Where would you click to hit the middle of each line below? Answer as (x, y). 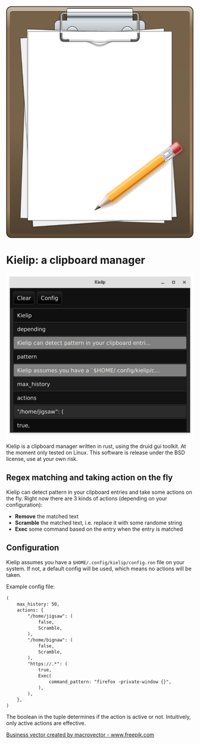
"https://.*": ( (48, 664)
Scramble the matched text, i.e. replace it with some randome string (99, 522)
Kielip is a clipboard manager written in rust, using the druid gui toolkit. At (96, 446)
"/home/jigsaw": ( (50, 616)
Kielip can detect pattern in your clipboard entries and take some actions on (99, 492)
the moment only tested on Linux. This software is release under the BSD (96, 452)
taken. (14, 575)
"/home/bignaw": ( (50, 640)
